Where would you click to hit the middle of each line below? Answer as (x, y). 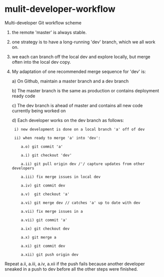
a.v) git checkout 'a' (45, 194)
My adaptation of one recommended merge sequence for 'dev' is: (79, 71)
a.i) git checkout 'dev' (46, 155)
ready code (23, 96)
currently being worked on (39, 111)
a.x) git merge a (39, 237)
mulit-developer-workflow (60, 9)
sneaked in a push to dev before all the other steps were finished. (71, 269)
